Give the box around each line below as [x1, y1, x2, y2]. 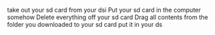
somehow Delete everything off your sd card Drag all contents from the [7, 13, 209, 21]
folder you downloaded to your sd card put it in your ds [7, 21, 163, 28]
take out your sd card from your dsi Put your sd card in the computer [7, 6, 201, 14]
